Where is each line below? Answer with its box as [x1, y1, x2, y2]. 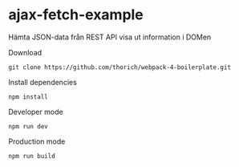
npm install [8, 92, 48, 101]
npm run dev [8, 122, 48, 130]
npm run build [8, 152, 56, 160]
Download [8, 47, 43, 57]
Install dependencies [8, 77, 78, 87]
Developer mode [8, 107, 63, 116]
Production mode [8, 136, 66, 146]
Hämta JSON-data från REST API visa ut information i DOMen [8, 32, 212, 42]
